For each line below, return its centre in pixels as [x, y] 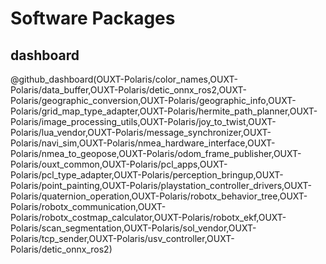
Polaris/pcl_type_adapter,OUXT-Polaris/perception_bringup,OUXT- [147, 175]
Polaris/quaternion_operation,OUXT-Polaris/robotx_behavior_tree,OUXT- [159, 196]
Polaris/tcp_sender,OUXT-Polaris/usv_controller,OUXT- [122, 238]
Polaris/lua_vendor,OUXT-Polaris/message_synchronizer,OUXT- [141, 132]
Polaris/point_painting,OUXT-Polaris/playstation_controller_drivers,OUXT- [161, 185]
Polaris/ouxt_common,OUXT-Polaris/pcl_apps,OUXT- [119, 164]
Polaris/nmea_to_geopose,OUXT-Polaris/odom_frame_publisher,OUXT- [156, 153]
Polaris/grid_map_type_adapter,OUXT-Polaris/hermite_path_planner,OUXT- [164, 111]
